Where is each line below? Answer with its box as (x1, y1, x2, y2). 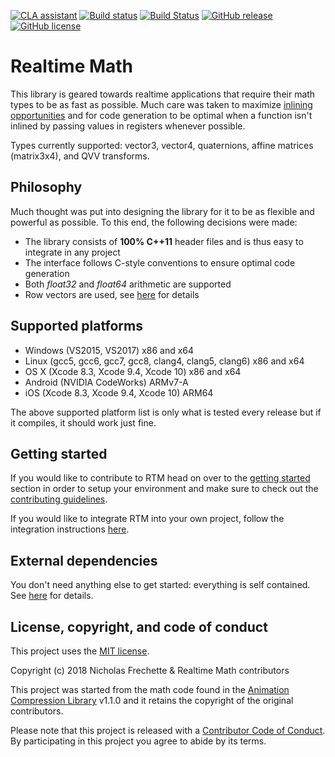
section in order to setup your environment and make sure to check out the (10, 483, 319, 495)
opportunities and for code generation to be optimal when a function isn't (10, 109, 313, 121)
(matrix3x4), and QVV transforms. (10, 150, 150, 162)
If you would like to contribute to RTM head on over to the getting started (10, 472, 311, 484)
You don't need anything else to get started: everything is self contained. (10, 579, 311, 591)
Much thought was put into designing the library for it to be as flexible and (10, 205, 315, 217)
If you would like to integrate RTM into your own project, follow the (10, 513, 285, 525)
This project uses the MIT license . (10, 645, 150, 657)
